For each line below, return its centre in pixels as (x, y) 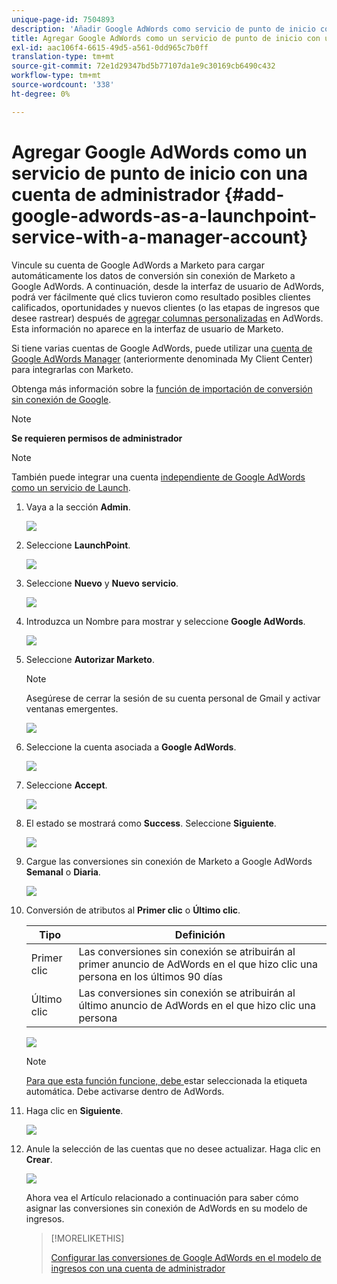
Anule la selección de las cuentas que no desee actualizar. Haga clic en (173, 1148)
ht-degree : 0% (41, 94)
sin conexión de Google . (61, 399)
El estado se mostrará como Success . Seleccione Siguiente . (151, 823)
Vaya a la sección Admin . (78, 507)
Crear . (39, 1159)
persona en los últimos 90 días (150, 976)
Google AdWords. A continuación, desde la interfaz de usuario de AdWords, (167, 286)
